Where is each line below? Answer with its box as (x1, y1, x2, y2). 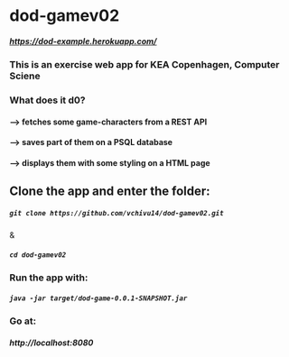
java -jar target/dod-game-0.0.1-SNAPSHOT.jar (9, 294, 188, 303)
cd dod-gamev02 (9, 250, 67, 260)
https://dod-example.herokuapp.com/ (9, 35, 157, 46)
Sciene (9, 69, 41, 82)
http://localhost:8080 (9, 337, 94, 348)
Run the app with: (9, 271, 89, 284)
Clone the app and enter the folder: (9, 184, 210, 199)
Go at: (9, 315, 37, 327)
